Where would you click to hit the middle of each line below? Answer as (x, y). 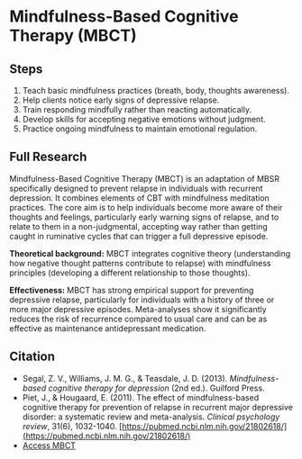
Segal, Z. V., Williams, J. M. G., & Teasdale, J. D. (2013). (125, 378)
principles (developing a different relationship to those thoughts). (130, 273)
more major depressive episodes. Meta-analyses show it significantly (138, 309)
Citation (32, 357)
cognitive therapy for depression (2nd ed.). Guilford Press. (156, 388)
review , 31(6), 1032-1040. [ (72, 426)
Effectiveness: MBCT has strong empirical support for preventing (132, 290)
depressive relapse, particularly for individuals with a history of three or (142, 300)
